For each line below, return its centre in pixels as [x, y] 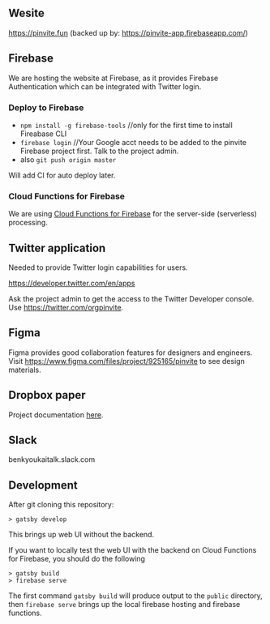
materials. [25, 370]
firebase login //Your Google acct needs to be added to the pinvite [133, 142]
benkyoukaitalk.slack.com [52, 459]
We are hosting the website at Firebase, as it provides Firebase [114, 78]
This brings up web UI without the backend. [81, 535]
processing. [28, 223]
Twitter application [57, 248]
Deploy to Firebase [46, 107]
